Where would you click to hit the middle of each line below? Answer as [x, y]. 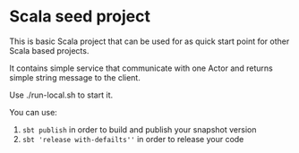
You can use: [34, 112]
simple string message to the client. [75, 77]
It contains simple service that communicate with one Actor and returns [141, 68]
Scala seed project [80, 17]
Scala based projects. [49, 50]
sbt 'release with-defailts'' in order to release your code [133, 139]
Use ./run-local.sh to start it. [61, 95]
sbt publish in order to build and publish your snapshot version [139, 129]
